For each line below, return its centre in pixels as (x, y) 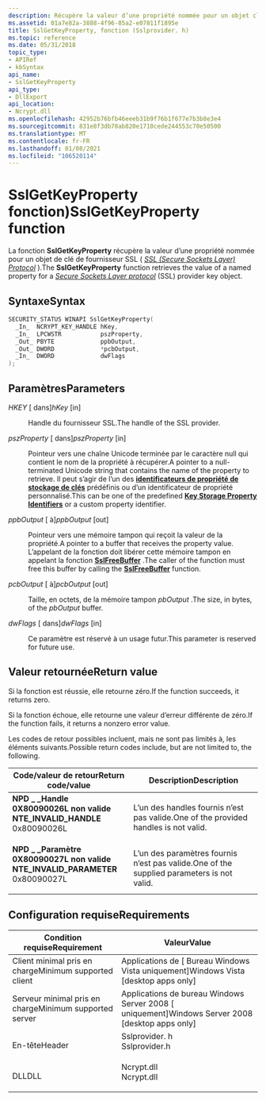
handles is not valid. (170, 827)
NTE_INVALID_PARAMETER (65, 868)
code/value (69, 785)
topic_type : (28, 52)
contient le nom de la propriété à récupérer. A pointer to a (121, 462)
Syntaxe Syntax (47, 301)
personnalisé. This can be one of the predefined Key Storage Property (142, 495)
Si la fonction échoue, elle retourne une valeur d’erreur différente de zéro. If (131, 714)
